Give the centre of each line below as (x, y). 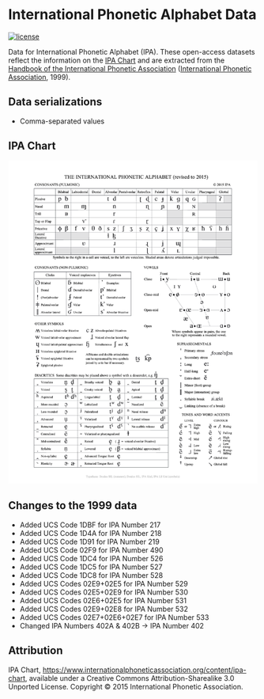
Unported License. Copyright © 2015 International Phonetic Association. (126, 686)
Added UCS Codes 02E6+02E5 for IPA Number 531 (103, 600)
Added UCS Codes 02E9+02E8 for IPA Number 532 (104, 609)
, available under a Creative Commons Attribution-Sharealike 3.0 (130, 678)
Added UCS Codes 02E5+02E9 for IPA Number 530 (104, 592)
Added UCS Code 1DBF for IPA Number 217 (90, 525)
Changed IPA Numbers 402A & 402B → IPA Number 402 (111, 625)
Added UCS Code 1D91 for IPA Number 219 (89, 541)
